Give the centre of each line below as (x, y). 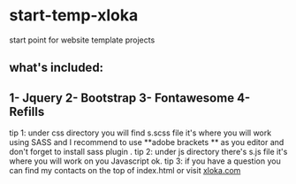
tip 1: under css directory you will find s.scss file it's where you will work (140, 133)
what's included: (57, 68)
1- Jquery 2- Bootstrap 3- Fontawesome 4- (130, 98)
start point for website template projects (82, 40)
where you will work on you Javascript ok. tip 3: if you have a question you (145, 161)
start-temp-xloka (74, 15)
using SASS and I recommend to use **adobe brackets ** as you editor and (147, 142)
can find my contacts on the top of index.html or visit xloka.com (125, 171)
